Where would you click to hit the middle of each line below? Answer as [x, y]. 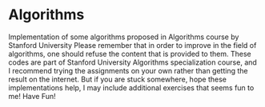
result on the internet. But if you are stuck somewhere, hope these [117, 79]
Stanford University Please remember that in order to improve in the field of [132, 45]
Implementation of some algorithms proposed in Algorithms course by [124, 37]
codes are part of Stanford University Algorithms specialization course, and [133, 62]
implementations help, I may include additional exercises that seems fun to [131, 87]
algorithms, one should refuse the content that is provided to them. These [130, 53]
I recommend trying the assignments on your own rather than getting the [128, 70]
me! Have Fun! [32, 96]
